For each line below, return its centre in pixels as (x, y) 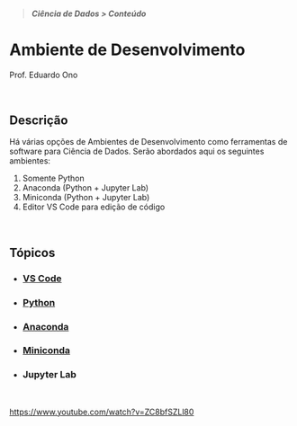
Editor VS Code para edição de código (94, 207)
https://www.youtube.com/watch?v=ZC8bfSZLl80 (102, 412)
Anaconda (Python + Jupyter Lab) (85, 188)
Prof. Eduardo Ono (44, 75)
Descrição (39, 120)
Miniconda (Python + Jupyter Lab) (86, 198)
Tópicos (32, 253)
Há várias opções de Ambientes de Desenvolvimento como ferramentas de (148, 142)
